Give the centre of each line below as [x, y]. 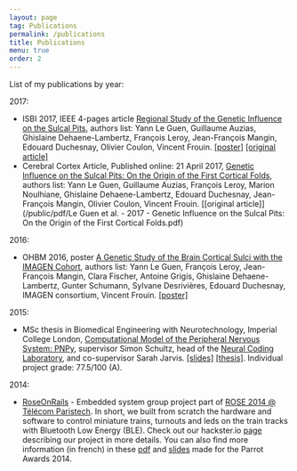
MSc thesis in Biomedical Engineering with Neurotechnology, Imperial [149, 329]
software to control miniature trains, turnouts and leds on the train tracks [155, 421]
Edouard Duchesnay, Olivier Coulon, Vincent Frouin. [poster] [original [148, 147]
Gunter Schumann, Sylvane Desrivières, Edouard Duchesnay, [174, 285]
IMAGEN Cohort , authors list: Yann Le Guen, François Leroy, [132, 267]
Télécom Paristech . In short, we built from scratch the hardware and [147, 411]
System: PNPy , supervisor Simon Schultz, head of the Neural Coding [148, 349]
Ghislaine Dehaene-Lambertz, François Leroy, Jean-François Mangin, [149, 138]
